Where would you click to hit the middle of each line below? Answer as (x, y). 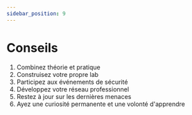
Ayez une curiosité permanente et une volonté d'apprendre (101, 104)
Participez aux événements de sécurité (72, 82)
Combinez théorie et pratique (59, 67)
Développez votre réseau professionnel (73, 89)
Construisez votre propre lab (57, 74)
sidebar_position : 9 (36, 14)
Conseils (32, 47)
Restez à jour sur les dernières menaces (74, 96)
